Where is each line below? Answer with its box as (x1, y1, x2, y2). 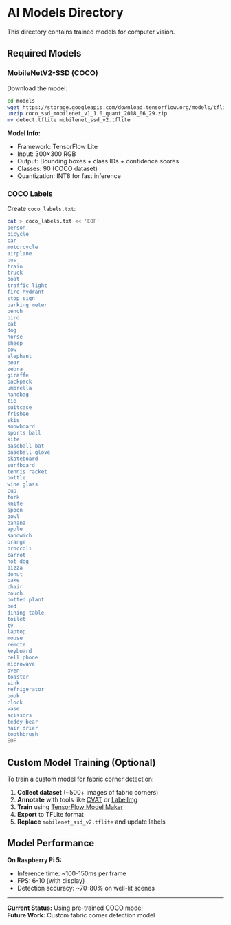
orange (7, 539, 26, 546)
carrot (7, 551, 26, 558)
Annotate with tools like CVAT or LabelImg (16, 795, 138, 804)
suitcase (7, 404, 32, 411)
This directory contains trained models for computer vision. (7, 28, 175, 36)
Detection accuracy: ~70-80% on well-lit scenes (16, 884, 155, 892)
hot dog (7, 557, 30, 565)
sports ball (7, 430, 41, 437)
